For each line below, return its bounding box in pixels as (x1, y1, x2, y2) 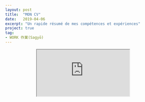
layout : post (5, 7, 32, 12)
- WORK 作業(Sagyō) (5, 35, 44, 40)
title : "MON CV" (5, 12, 41, 17)
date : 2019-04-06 (5, 16, 46, 21)
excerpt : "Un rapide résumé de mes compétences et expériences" (5, 21, 141, 26)
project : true (5, 26, 35, 31)
